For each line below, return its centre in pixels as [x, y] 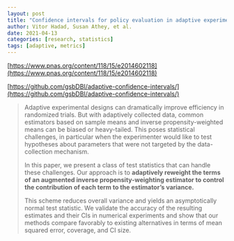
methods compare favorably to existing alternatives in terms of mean [123, 223]
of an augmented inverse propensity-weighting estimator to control [124, 180]
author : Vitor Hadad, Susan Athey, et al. [70, 26]
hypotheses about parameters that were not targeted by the [110, 144]
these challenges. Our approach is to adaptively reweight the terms [122, 172]
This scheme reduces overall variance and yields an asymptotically [120, 201]
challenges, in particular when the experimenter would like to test [118, 137]
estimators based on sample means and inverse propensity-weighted [124, 122]
